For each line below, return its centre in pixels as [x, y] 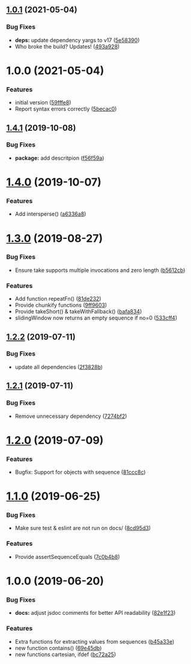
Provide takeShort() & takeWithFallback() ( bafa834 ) [78, 312]
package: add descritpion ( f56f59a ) [59, 158]
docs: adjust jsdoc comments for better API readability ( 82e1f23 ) [95, 613]
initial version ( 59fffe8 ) [43, 103]
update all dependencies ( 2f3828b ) [59, 367]
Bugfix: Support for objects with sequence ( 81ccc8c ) [80, 472]
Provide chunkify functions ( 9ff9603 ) [61, 305]
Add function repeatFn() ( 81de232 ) [58, 299]
